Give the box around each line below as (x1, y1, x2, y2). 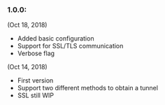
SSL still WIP (17, 91, 55, 99)
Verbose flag (17, 49, 55, 57)
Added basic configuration (17, 34, 94, 43)
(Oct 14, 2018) (7, 63, 48, 71)
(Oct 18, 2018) (7, 21, 48, 29)
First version (17, 76, 54, 85)
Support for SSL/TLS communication (17, 42, 124, 50)
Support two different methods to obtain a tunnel (17, 84, 159, 92)
